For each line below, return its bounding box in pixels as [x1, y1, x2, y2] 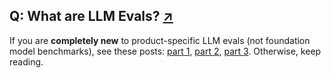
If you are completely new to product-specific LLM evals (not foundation [9, 34, 311, 46]
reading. [9, 55, 44, 68]
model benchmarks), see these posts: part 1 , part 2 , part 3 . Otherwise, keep [9, 45, 322, 57]
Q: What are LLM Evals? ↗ [9, 8, 174, 25]
